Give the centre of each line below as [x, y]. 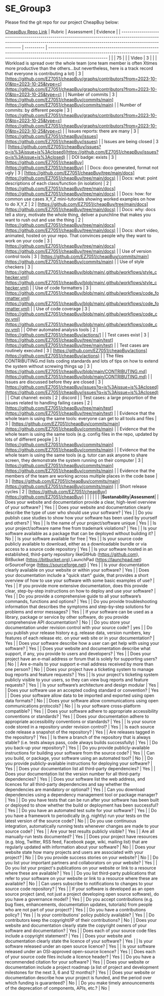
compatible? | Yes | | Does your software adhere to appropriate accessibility [82, 711]
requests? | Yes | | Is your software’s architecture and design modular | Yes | [82, 685]
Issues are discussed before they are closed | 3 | [54, 382]
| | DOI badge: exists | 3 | [91, 157]
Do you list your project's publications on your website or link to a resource [81, 868]
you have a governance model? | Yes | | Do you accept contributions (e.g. [79, 899]
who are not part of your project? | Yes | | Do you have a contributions [75, 909]
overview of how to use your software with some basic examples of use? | [80, 580]
